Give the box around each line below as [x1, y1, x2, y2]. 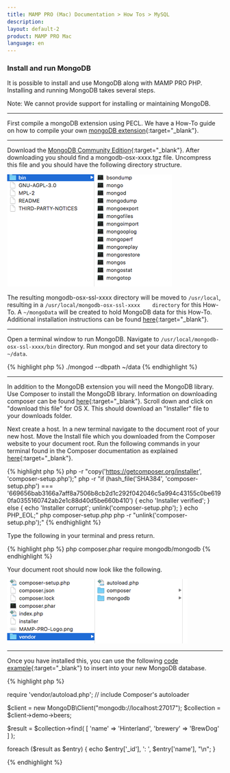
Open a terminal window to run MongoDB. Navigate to [7, 335, 159, 343]
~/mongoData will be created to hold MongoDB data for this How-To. [23, 308, 212, 317]
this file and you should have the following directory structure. [7, 161, 182, 169]
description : [7, 18, 44, 25]
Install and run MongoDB [7, 64, 91, 73]
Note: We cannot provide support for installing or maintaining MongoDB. [7, 99, 211, 108]
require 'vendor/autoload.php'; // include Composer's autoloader [7, 691, 190, 699]
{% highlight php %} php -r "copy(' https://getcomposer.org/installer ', [7, 467, 202, 476]
